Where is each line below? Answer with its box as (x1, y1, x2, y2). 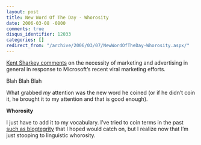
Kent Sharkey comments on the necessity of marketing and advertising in (6, 59, 188, 66)
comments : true (6, 25, 45, 32)
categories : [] (6, 37, 45, 43)
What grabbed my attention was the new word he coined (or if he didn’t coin (6, 89, 196, 96)
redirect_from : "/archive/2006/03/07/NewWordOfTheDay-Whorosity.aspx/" (6, 43, 190, 49)
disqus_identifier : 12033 (6, 31, 71, 37)
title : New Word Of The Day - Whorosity (6, 14, 110, 21)
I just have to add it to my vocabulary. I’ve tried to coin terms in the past (6, 118, 184, 126)
